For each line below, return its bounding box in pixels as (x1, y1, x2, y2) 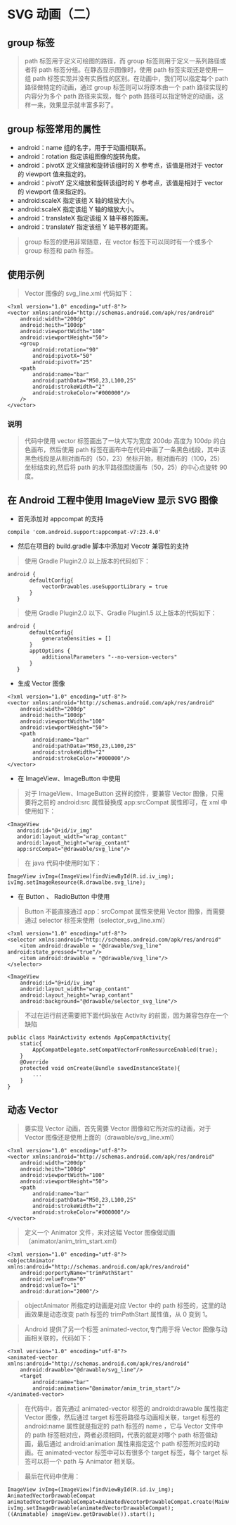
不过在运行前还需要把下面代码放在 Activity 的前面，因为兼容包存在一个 (24, 1011, 229, 1019)
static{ (20, 1040, 42, 1047)
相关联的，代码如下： (30, 1333, 93, 1342)
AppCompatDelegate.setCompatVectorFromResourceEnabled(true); (32, 1046, 218, 1053)
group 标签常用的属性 (7, 123, 101, 135)
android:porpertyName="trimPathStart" (20, 1269, 133, 1276)
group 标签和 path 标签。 (24, 246, 97, 254)
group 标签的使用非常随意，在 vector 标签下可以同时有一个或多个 (24, 237, 214, 246)
